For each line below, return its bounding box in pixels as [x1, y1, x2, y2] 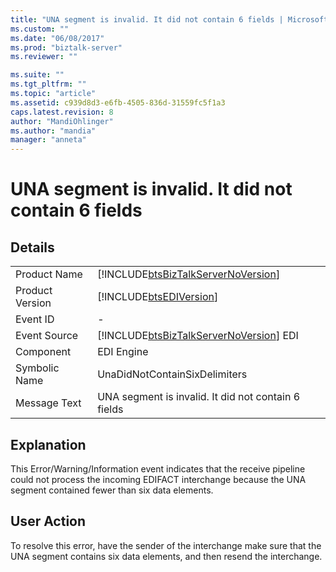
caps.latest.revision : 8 [10, 107, 114, 117]
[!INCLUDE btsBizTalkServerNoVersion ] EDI [97, 329, 299, 343]
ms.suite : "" [10, 70, 65, 80]
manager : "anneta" [10, 135, 87, 145]
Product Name [15, 267, 83, 281]
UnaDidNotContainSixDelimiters [97, 367, 248, 381]
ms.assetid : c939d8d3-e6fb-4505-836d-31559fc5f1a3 [10, 97, 226, 108]
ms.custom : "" [10, 24, 70, 34]
